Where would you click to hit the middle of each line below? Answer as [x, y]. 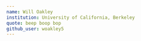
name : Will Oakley [30, 12]
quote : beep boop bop [34, 23]
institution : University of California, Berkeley [71, 17]
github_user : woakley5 [35, 29]
